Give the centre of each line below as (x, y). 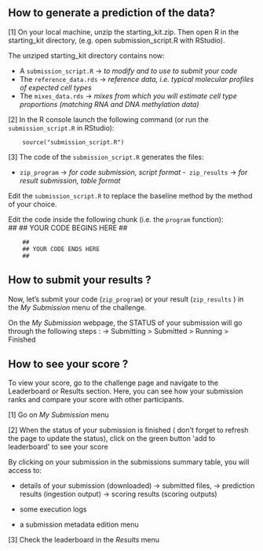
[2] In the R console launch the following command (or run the (109, 119)
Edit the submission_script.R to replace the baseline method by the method (130, 195)
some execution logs (53, 509)
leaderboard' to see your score (58, 447)
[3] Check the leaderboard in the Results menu (84, 540)
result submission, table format (70, 180)
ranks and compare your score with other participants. (96, 400)
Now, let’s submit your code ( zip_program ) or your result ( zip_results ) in (126, 299)
